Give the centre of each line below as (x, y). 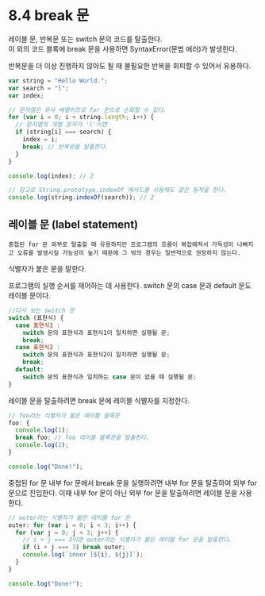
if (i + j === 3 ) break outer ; (74, 548)
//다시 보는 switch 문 (42, 310)
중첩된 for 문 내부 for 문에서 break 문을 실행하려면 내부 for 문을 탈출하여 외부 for (133, 483)
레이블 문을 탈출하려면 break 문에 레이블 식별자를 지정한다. (99, 400)
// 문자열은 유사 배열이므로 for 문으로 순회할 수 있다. (88, 110)
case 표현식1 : (38, 325)
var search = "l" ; (38, 88)
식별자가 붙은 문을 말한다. (48, 269)
